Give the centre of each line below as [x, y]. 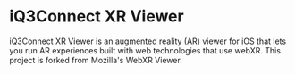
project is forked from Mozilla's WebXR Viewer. [96, 60]
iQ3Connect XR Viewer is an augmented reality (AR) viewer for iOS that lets [148, 41]
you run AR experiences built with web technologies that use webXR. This [145, 50]
